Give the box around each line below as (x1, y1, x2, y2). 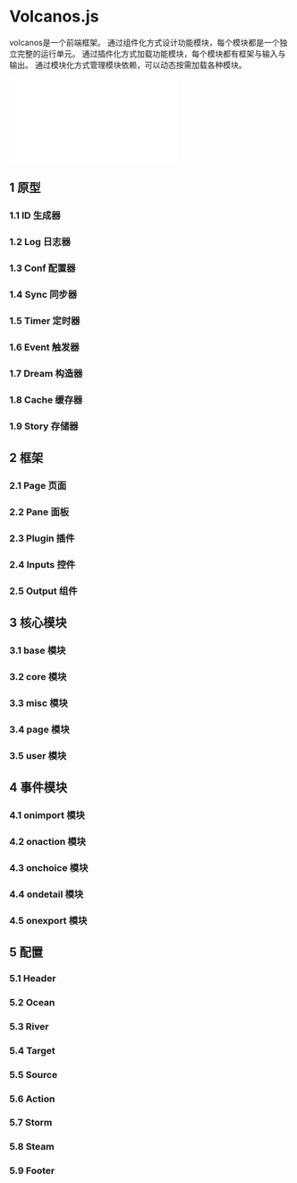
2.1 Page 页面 (9, 479, 67, 491)
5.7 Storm (9, 1117, 53, 1129)
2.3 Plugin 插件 (9, 532, 75, 544)
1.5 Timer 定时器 (9, 314, 81, 326)
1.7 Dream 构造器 (9, 367, 83, 379)
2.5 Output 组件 (9, 585, 78, 597)
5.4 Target (9, 1044, 55, 1057)
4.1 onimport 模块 (9, 809, 85, 822)
